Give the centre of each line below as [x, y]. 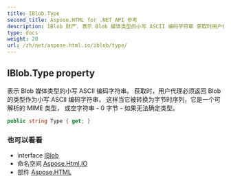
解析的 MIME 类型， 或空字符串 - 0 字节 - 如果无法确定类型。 [93, 108]
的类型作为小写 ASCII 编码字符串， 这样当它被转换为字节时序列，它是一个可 [114, 99]
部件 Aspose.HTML [44, 172]
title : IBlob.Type [33, 13]
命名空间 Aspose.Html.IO [52, 163]
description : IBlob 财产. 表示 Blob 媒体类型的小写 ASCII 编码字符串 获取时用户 [115, 26]
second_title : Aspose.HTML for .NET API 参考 [72, 20]
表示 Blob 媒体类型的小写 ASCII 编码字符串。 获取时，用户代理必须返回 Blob [114, 91]
